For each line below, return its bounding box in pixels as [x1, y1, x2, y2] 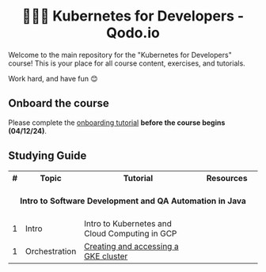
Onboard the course [8, 96, 109, 110]
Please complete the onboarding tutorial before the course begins [8, 118, 226, 127]
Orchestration [25, 245, 77, 256]
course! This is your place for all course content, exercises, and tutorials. [8, 59, 245, 68]
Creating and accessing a [84, 240, 180, 251]
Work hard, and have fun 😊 [8, 74, 98, 83]
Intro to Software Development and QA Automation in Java [19, 195, 247, 206]
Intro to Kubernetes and [84, 217, 172, 229]
